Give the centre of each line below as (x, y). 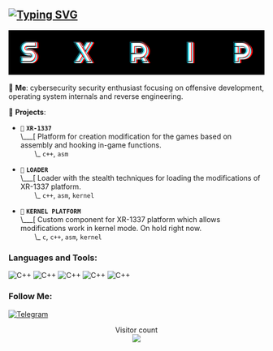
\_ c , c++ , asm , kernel (68, 237)
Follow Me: (30, 297)
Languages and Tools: (53, 258)
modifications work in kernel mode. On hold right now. (110, 229)
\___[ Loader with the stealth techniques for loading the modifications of (140, 178)
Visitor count (136, 330)
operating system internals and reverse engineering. (96, 96)
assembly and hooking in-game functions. (91, 145)
